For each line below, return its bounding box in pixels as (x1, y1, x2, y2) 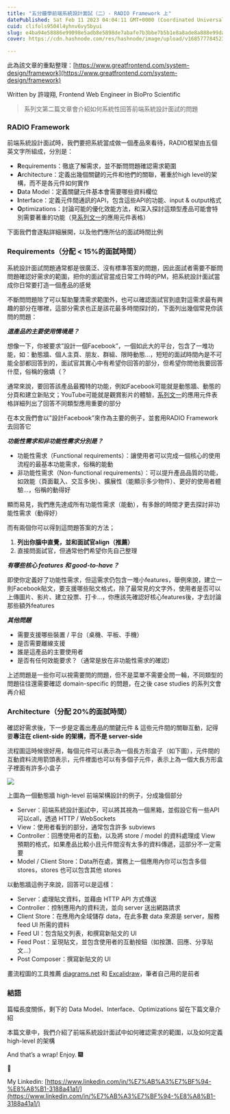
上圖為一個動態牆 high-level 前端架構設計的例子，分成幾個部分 (7, 791, 183, 799)
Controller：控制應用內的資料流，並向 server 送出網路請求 (16, 904, 181, 912)
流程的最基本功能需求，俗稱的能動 (16, 460, 114, 468)
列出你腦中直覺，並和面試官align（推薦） (16, 537, 134, 546)
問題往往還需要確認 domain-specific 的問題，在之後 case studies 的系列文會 (7, 679, 222, 688)
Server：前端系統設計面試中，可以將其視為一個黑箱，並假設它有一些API (16, 806, 220, 814)
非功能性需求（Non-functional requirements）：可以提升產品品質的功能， (16, 468, 222, 476)
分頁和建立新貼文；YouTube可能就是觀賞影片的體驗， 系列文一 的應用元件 (7, 390, 212, 398)
